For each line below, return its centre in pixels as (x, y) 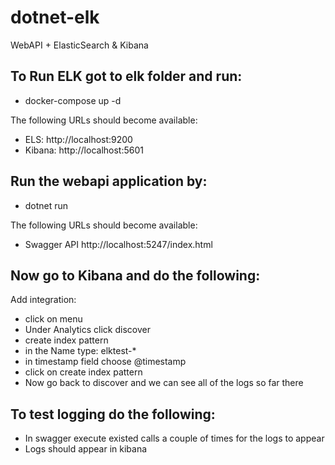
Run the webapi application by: (109, 181)
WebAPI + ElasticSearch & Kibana (79, 45)
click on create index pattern (83, 372)
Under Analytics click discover (87, 330)
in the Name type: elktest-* (80, 351)
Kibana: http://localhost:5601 (84, 150)
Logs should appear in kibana (86, 449)
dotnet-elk (55, 17)
